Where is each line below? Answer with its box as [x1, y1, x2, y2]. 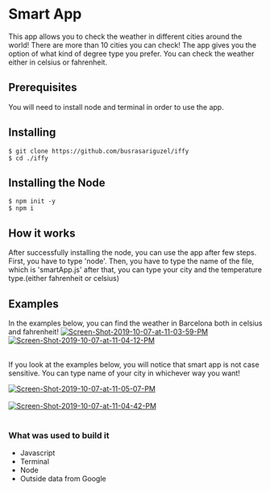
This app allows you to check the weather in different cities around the [8, 31, 243, 41]
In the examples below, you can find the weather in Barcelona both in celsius [8, 318, 264, 328]
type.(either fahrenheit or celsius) [8, 274, 119, 283]
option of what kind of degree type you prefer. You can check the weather [8, 48, 255, 58]
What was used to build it [8, 430, 110, 441]
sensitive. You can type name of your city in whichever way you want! [8, 368, 240, 378]
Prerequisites [8, 81, 77, 94]
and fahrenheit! [8, 327, 59, 336]
